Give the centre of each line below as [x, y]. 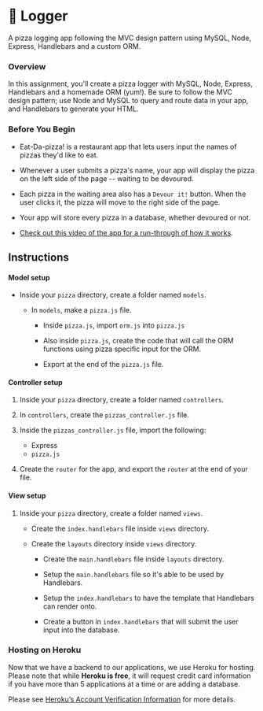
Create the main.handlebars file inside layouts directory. [133, 559]
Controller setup [35, 382]
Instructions [38, 257]
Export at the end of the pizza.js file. [103, 365]
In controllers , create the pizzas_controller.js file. [104, 415]
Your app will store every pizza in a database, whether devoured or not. [135, 217]
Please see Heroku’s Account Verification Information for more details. [122, 699]
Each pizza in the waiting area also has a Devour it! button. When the [133, 194]
